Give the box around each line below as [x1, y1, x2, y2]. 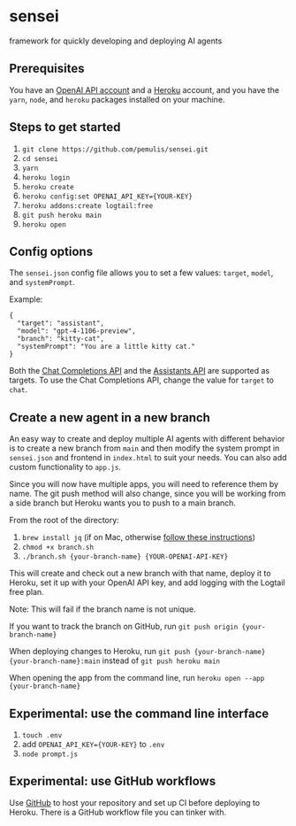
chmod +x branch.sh [21, 543, 95, 552]
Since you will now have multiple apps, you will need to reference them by [9, 479, 279, 490]
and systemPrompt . [9, 277, 75, 288]
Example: [9, 294, 43, 305]
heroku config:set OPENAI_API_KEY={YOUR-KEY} [21, 192, 193, 201]
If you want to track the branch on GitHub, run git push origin [9, 621, 239, 632]
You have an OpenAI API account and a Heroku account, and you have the [9, 84, 280, 95]
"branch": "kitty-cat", [17, 335, 104, 344]
